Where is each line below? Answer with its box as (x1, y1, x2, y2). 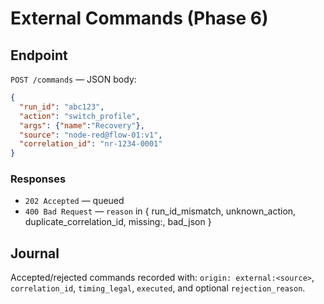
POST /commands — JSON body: (10, 73, 137, 85)
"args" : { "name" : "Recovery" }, (19, 120, 145, 131)
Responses (10, 172, 67, 186)
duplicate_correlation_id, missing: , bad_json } (24, 216, 212, 228)
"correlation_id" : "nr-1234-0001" (19, 139, 163, 149)
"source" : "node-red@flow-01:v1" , (19, 130, 163, 140)
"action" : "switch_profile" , (19, 111, 141, 121)
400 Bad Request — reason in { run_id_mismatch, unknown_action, (24, 205, 297, 217)
